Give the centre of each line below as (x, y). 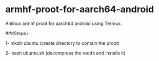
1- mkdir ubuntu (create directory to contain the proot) (62, 43)
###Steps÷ (17, 33)
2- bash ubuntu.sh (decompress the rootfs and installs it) (65, 53)
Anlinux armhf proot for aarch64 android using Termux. (64, 23)
